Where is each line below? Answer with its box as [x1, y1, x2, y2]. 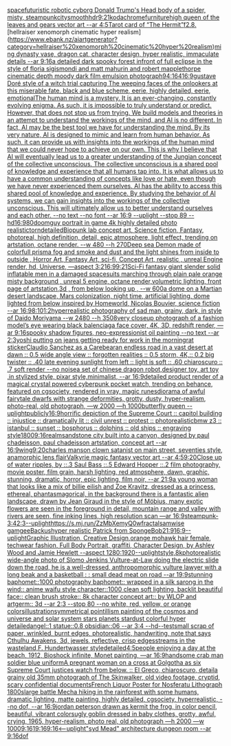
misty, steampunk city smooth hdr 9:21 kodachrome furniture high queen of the [7, 13, 220, 21]
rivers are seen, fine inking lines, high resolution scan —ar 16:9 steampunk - [7, 512, 219, 520]
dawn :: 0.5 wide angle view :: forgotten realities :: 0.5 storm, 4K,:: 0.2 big [7, 351, 214, 358]
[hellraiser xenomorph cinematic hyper [7, 28, 117, 36]
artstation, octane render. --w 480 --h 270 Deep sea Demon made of [7, 241, 201, 248]
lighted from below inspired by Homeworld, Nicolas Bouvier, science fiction [7, 300, 221, 307]
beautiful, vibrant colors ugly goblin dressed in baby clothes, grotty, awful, [7, 710, 217, 718]
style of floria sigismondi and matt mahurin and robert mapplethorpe [7, 65, 201, 72]
